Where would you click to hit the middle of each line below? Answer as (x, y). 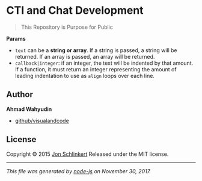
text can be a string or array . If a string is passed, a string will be (96, 50)
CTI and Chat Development (75, 10)
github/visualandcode (42, 120)
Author (20, 94)
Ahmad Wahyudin (29, 109)
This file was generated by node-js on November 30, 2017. (79, 171)
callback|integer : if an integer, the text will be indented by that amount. (104, 63)
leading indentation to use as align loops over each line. (85, 76)
